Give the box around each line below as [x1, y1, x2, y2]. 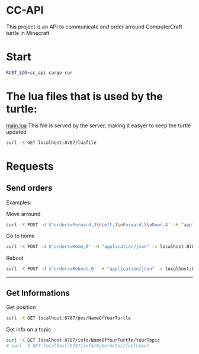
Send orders [6, 183, 53, 193]
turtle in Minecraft [6, 29, 50, 36]
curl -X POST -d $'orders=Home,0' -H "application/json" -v [6, 244, 158, 250]
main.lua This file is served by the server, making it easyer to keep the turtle [6, 122, 191, 129]
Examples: [6, 199, 31, 206]
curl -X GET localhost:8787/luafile [6, 140, 97, 146]
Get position [6, 304, 36, 311]
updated [6, 128, 27, 135]
